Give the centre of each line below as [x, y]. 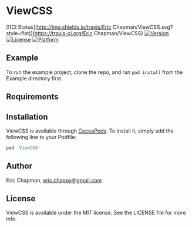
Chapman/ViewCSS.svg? [143, 27]
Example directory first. [34, 78]
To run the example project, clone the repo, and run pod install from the [95, 72]
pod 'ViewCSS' [23, 148]
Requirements [32, 97]
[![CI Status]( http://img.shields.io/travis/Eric [59, 27]
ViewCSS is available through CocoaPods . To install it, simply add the [90, 131]
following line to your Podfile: [41, 137]
